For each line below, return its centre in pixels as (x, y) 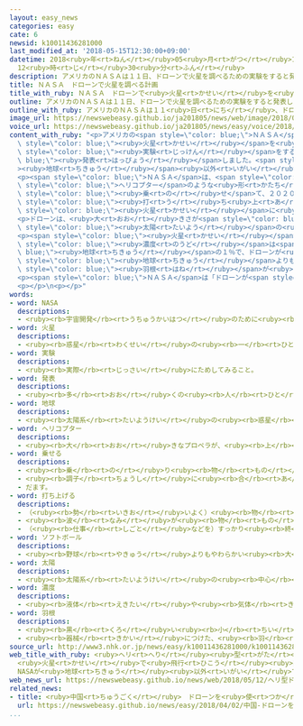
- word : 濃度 (32, 588)
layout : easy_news (44, 18)
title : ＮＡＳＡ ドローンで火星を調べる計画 (84, 85)
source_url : (32, 647)
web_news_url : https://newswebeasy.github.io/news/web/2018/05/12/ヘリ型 (149, 680)
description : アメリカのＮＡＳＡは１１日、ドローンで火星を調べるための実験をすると (150, 77)
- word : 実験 (32, 353)
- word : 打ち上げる (42, 496)
